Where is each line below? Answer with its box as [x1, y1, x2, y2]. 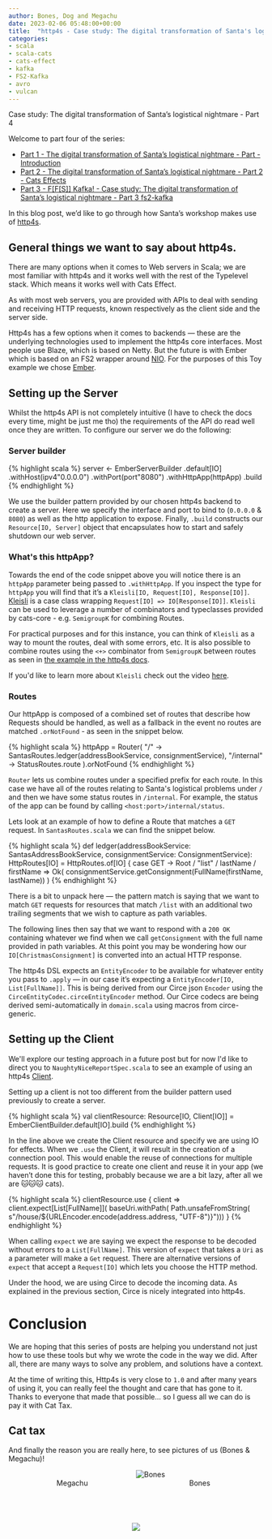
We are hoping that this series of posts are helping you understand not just [8, 1341, 257, 1351]
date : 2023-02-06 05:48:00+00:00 [8, 19, 121, 28]
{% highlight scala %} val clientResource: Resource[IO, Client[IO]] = [8, 1111, 235, 1121]
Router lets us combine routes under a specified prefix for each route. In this [8, 774, 263, 784]
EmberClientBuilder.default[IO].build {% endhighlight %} [8, 1119, 197, 1129]
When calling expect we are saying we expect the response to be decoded [8, 1235, 257, 1246]
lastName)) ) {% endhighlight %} [8, 875, 117, 885]
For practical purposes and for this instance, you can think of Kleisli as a [8, 628, 255, 638]
